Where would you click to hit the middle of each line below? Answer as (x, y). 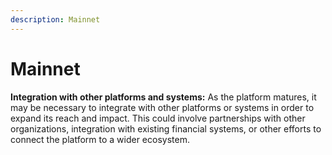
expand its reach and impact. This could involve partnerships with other (158, 118)
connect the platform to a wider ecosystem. (100, 139)
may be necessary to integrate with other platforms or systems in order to (162, 107)
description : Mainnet (55, 19)
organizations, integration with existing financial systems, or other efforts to (166, 128)
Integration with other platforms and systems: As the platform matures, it (163, 97)
